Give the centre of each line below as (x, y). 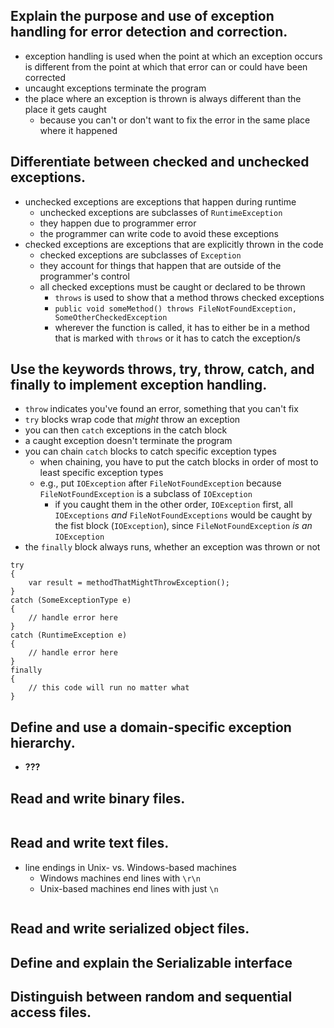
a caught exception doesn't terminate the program (128, 441)
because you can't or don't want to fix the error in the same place (175, 120)
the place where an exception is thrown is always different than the (163, 98)
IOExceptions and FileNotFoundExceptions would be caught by (183, 515)
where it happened (78, 130)
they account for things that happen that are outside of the (160, 265)
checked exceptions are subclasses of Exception (140, 255)
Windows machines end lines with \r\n (120, 878)
